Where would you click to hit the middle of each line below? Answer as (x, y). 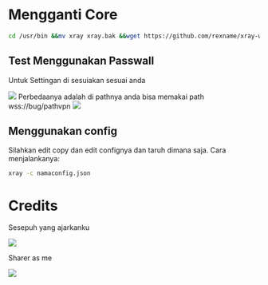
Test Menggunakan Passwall (81, 61)
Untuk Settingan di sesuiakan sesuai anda (77, 80)
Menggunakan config (63, 131)
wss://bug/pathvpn (39, 106)
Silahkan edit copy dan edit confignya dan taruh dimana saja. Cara (117, 150)
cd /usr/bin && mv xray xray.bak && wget (75, 36)
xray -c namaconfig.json (49, 173)
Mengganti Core (63, 15)
